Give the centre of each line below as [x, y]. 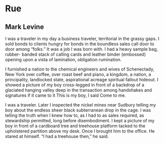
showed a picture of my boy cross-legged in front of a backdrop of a [75, 85]
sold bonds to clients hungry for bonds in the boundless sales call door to [80, 44]
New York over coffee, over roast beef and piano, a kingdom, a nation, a [78, 74]
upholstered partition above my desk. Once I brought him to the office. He [80, 131]
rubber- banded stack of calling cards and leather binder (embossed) [76, 54]
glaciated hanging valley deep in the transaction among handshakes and [79, 90]
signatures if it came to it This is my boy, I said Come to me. [66, 95]
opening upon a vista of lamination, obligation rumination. [63, 59]
